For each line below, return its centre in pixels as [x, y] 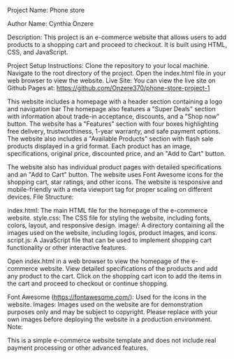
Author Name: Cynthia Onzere [51, 23]
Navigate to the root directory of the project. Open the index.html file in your [117, 73]
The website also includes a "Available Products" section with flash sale [110, 139]
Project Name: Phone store [46, 10]
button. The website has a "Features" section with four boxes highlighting [113, 124]
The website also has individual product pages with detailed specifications [115, 167]
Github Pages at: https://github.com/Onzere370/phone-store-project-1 [109, 88]
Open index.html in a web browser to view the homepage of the [99, 261]
